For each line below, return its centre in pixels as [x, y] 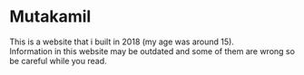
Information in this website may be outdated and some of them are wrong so [152, 51]
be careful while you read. [58, 61]
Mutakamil [50, 17]
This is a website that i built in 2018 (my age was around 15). [122, 42]
